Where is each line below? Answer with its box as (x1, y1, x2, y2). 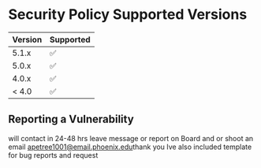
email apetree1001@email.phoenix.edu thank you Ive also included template (8, 142, 252, 151)
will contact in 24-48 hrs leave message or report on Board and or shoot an (8, 133, 254, 143)
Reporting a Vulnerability (8, 113, 134, 126)
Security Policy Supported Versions (8, 6, 248, 24)
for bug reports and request (8, 150, 99, 159)
